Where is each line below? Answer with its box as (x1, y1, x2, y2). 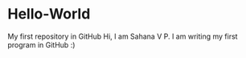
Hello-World (7, 5, 91, 23)
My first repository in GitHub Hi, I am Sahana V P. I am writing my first (7, 31, 238, 41)
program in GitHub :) (7, 39, 76, 49)
